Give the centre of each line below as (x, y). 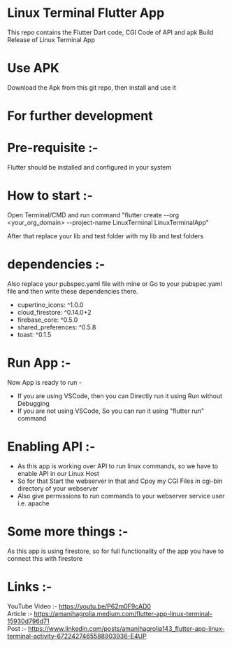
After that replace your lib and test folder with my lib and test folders (106, 236)
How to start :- (50, 196)
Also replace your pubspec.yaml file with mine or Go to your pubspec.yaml (115, 284)
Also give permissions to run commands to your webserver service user (121, 496)
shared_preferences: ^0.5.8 (57, 327)
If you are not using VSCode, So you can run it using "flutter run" (111, 411)
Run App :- (39, 363)
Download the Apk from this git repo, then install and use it (92, 87)
